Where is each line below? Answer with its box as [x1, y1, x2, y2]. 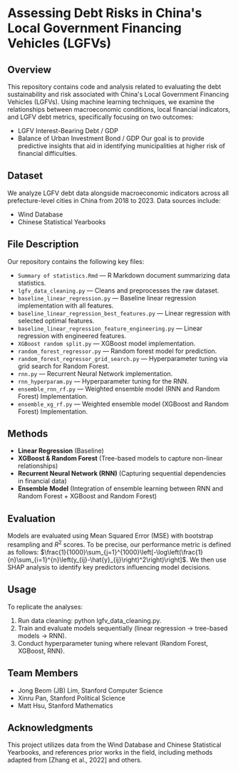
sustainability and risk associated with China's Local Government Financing [7, 90, 229, 98]
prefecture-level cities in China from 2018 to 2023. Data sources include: [7, 196, 221, 204]
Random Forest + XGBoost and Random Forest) [17, 492, 157, 500]
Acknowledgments [7, 721, 94, 734]
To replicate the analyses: [7, 602, 83, 611]
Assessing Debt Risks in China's [7, 5, 202, 21]
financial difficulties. [17, 150, 77, 157]
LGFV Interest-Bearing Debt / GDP [17, 127, 119, 135]
